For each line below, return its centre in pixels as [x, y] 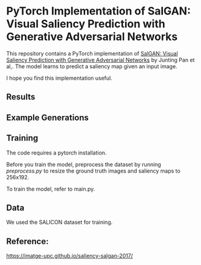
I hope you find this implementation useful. [59, 78]
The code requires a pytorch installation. [56, 153]
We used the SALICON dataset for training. [59, 222]
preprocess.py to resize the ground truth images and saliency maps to [94, 171]
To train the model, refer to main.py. [51, 189]
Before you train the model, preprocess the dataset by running [84, 164]
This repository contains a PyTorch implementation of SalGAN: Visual [92, 53]
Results [21, 97]
